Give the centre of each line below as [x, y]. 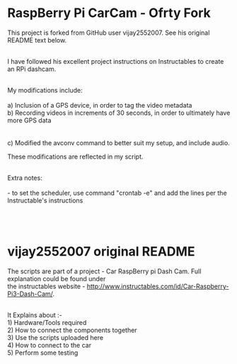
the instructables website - [46, 286]
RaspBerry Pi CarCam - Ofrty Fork [109, 13]
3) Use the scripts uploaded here [56, 337]
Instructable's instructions [45, 200]
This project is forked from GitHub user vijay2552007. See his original [109, 33]
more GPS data [29, 120]
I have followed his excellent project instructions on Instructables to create [116, 61]
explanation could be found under [57, 278]
